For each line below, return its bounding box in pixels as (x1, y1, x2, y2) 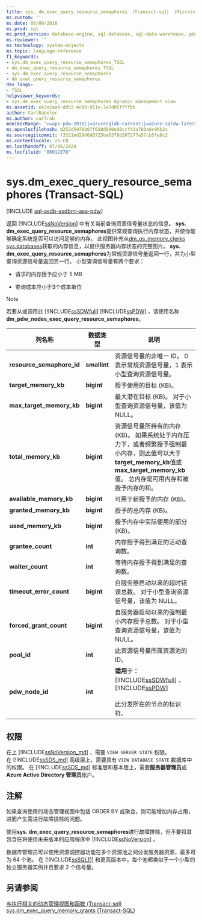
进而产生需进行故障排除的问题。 (6, 815, 85, 823)
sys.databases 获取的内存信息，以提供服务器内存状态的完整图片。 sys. (6, 242, 181, 250)
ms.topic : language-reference (6, 48, 82, 54)
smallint (85, 361, 109, 369)
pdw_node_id (9, 688, 49, 696)
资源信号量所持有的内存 (114, 422, 182, 430)
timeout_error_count (9, 587, 69, 596)
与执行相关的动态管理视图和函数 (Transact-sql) (6, 900, 122, 907)
